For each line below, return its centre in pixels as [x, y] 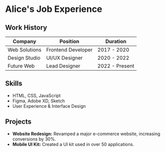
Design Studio [24, 58]
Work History [26, 28]
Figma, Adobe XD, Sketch [39, 101]
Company [24, 41]
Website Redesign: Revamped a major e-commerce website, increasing [86, 134]
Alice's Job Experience [54, 9]
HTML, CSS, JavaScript [37, 95]
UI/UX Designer [65, 58]
